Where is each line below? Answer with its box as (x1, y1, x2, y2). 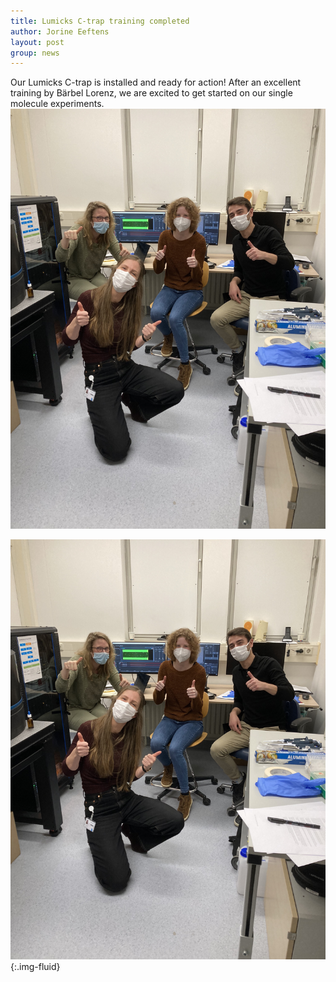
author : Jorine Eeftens (10, 26, 110, 37)
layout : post (10, 37, 65, 47)
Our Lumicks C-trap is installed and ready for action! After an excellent (10, 76, 302, 89)
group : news (10, 48, 60, 58)
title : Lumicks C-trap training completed (10, 16, 190, 26)
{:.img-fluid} (10, 961, 61, 973)
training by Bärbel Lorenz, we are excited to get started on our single (10, 87, 293, 99)
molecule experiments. (10, 98, 105, 110)
